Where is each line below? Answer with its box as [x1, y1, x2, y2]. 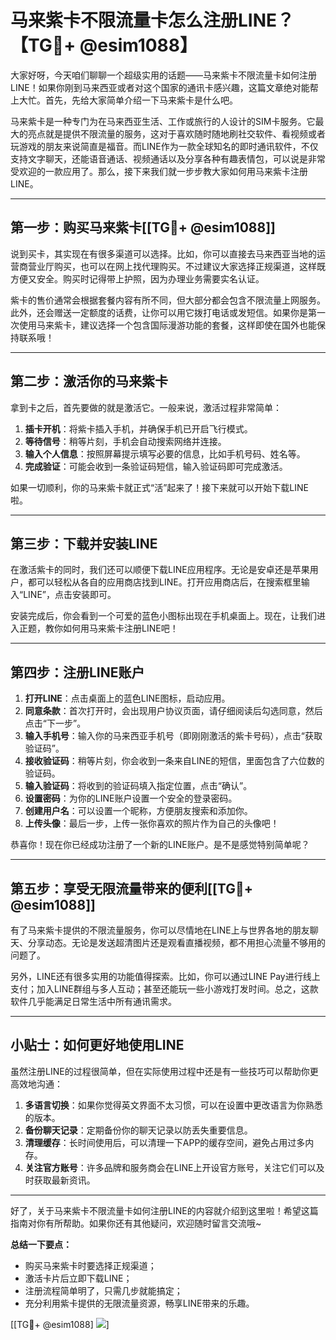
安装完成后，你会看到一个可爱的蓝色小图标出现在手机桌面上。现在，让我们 [10, 610, 317, 622]
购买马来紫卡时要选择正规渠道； [24, 1259, 157, 1271]
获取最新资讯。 [33, 1174, 96, 1186]
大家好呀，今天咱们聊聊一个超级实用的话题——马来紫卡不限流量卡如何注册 [10, 69, 317, 81]
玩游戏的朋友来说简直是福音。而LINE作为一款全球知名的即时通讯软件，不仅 [10, 140, 319, 152]
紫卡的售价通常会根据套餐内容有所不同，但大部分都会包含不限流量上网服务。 [10, 294, 326, 306]
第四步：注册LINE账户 [10, 664, 145, 681]
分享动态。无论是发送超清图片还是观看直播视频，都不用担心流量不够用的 [27, 937, 326, 948]
